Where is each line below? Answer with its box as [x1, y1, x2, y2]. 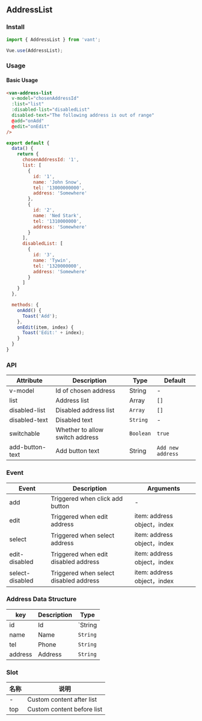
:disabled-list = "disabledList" [11, 107, 90, 113]
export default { [6, 140, 50, 146]
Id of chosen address [55, 386, 115, 395]
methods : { [11, 302, 39, 308]
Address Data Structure [6, 595, 77, 604]
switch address [55, 433, 99, 442]
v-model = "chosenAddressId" [11, 96, 79, 102]
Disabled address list [55, 406, 115, 415]
